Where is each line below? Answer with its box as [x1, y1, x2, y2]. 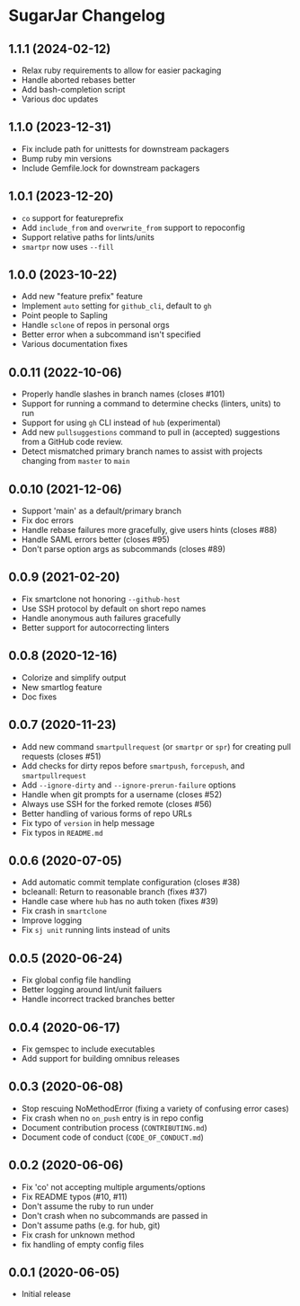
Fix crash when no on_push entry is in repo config [21, 1112, 204, 1124]
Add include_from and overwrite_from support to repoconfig [21, 222, 246, 233]
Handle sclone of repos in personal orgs [21, 320, 170, 331]
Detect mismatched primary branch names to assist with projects [21, 446, 263, 457]
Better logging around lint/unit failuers [21, 984, 163, 995]
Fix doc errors [21, 515, 74, 526]
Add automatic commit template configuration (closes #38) [21, 877, 241, 888]
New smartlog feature [21, 681, 102, 692]
